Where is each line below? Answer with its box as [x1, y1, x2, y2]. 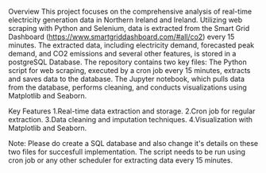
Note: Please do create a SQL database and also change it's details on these [8, 139, 259, 148]
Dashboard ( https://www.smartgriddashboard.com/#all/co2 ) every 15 [8, 32, 235, 41]
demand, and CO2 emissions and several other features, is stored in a [8, 49, 237, 58]
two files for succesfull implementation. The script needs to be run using [8, 147, 246, 156]
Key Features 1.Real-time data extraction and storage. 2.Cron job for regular [8, 106, 256, 116]
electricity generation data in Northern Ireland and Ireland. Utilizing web [8, 15, 243, 25]
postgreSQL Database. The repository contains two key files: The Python [8, 57, 248, 67]
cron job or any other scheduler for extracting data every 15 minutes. [8, 156, 233, 165]
